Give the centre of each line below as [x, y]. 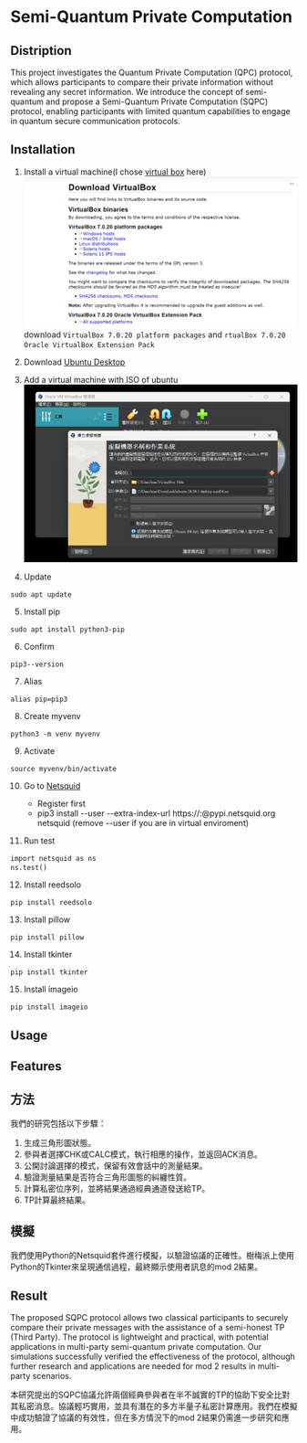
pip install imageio [50, 1007]
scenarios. [52, 1376]
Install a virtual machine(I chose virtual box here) [115, 172]
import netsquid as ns [53, 859]
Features [36, 1066]
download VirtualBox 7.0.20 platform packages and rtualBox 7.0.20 [154, 334]
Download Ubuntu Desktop [74, 362]
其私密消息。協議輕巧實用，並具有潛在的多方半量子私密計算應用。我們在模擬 [154, 1406]
